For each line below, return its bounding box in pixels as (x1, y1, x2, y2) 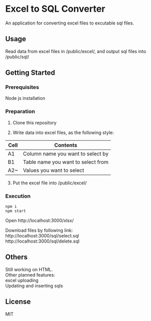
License (5, 298, 31, 306)
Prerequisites (5, 84, 39, 91)
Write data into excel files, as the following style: (12, 129, 114, 136)
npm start (5, 208, 26, 214)
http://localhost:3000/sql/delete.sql (5, 238, 80, 245)
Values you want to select (22, 167, 84, 174)
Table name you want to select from (22, 158, 109, 166)
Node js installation (5, 95, 46, 101)
